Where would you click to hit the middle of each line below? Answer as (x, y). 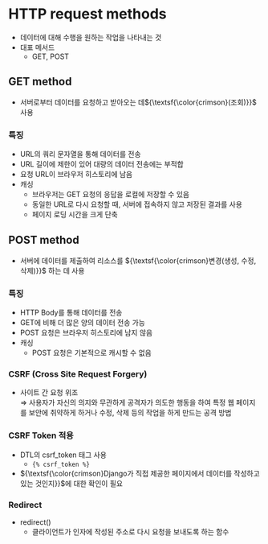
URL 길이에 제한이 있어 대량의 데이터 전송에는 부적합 (102, 164)
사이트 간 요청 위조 (49, 393)
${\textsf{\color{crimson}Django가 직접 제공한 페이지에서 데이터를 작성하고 (140, 473)
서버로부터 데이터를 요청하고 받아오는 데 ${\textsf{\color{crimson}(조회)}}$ (138, 102)
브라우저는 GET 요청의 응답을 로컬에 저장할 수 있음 (111, 195)
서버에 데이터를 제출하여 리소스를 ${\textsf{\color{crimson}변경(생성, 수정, (138, 260)
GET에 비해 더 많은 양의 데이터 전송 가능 (83, 323)
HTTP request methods (87, 14)
